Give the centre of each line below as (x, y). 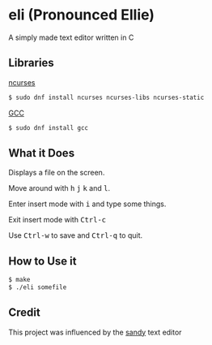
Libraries (31, 63)
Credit (24, 313)
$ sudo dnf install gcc (49, 127)
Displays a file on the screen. (57, 173)
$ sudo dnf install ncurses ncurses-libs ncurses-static (106, 97)
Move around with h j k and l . (59, 188)
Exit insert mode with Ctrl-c (57, 220)
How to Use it (42, 261)
